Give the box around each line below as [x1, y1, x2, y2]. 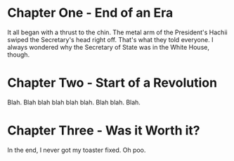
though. [7, 50, 30, 59]
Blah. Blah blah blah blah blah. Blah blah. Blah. [7, 98, 141, 106]
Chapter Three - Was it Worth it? [7, 122, 200, 139]
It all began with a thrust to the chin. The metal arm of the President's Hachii [7, 28, 228, 36]
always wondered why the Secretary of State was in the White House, [7, 43, 209, 51]
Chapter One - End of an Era [7, 5, 174, 21]
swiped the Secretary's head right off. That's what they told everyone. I [7, 35, 214, 43]
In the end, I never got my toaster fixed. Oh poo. [7, 146, 146, 154]
